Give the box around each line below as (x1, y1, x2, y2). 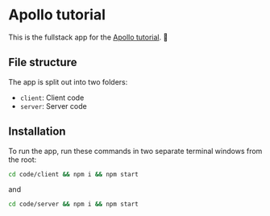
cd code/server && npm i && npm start (8, 200, 139, 209)
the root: (8, 155, 37, 164)
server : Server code (19, 101, 87, 110)
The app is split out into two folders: (8, 77, 128, 86)
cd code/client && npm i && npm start (8, 170, 139, 178)
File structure (8, 56, 77, 69)
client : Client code (19, 93, 85, 102)
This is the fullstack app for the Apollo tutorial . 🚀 (8, 32, 168, 42)
